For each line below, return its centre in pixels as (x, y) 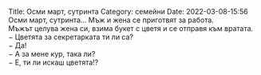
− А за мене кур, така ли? (52, 54)
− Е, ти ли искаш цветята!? (53, 62)
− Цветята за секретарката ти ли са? (71, 37)
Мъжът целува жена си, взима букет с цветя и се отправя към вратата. (131, 28)
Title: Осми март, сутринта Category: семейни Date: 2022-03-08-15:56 (129, 12)
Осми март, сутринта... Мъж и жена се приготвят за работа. (111, 20)
